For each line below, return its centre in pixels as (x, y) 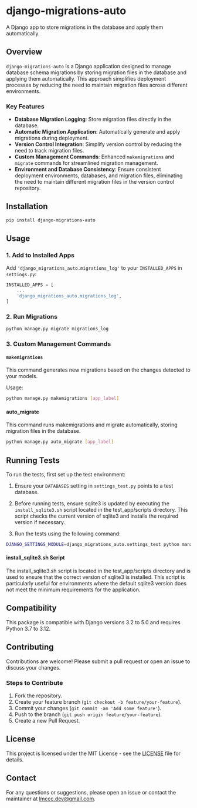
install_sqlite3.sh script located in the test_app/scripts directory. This (101, 509)
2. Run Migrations (32, 316)
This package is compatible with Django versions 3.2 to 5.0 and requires (93, 622)
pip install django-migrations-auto (51, 220)
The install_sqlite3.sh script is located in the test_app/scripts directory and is (98, 571)
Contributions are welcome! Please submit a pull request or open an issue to (98, 661)
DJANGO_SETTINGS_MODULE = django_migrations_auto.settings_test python (93, 544)
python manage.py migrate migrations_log (57, 329)
